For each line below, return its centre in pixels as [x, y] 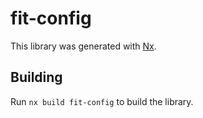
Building [36, 77]
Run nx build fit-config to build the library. [102, 101]
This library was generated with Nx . [83, 46]
